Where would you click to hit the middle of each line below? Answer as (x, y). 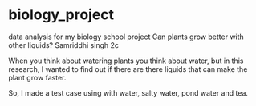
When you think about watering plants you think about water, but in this (126, 61)
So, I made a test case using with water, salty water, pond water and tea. (128, 92)
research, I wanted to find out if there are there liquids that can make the (128, 69)
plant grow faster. (37, 77)
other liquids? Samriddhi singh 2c (63, 45)
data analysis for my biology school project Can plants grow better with (126, 37)
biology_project (61, 15)
